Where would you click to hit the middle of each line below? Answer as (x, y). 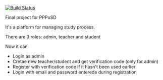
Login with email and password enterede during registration (75, 72)
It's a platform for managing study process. (50, 27)
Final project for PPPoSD (31, 17)
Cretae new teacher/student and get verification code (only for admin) (86, 61)
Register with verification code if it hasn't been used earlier (74, 67)
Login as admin (28, 56)
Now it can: (17, 46)
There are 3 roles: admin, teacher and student (53, 37)
